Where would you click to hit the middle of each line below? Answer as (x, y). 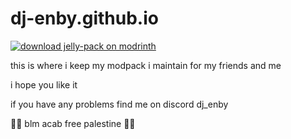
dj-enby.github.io (84, 18)
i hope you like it (44, 84)
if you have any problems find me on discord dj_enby (119, 104)
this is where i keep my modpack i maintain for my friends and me (146, 65)
